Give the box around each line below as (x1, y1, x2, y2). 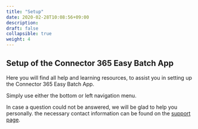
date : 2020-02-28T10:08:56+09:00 (6, 14, 89, 20)
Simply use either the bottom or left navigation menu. (6, 92, 137, 99)
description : (6, 20, 39, 26)
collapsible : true (6, 31, 52, 37)
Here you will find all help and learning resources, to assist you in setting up (6, 74, 192, 81)
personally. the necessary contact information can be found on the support (6, 109, 191, 117)
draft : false (6, 25, 39, 32)
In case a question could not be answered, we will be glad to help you (6, 103, 178, 111)
